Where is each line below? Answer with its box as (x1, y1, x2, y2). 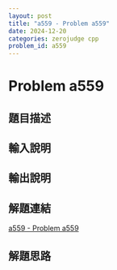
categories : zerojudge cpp (8, 34, 99, 43)
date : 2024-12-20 (8, 27, 67, 35)
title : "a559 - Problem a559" (8, 19, 111, 28)
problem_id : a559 (8, 42, 67, 50)
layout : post (8, 11, 52, 20)
